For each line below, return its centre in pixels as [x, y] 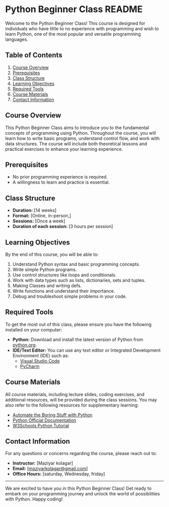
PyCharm [30, 366]
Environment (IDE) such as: [41, 355]
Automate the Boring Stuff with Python [53, 415]
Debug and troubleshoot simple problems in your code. [70, 296]
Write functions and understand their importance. [64, 291]
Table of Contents [34, 55]
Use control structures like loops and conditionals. [64, 275]
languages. [17, 39]
